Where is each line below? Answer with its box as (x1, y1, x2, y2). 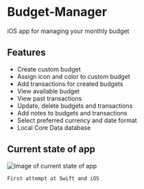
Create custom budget (16, 65, 81, 73)
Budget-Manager (7, 4, 108, 20)
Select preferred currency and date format (16, 116, 137, 124)
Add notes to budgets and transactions (16, 109, 128, 117)
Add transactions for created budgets (16, 80, 123, 88)
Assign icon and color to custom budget (16, 72, 130, 80)
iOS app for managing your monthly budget (7, 27, 130, 35)
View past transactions (16, 94, 82, 102)
